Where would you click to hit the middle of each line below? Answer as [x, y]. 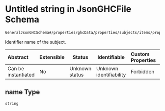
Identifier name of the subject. [36, 42]
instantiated [21, 75]
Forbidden [143, 71]
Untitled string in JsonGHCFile [68, 9]
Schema [22, 19]
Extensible [52, 57]
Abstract [18, 57]
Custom [140, 54]
